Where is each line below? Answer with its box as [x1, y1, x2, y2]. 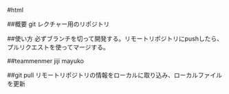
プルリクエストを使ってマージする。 [7, 43, 110, 51]
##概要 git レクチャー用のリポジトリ [7, 20, 110, 28]
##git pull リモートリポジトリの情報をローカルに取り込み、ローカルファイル [7, 71, 222, 79]
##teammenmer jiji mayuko [7, 57, 85, 64]
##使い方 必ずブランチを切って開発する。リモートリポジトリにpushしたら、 [7, 34, 223, 43]
